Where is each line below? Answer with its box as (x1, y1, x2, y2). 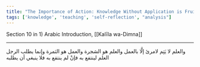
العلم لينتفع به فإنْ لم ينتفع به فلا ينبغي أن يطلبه (6, 54, 109, 61)
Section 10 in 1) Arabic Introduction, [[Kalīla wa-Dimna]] (6, 30, 143, 37)
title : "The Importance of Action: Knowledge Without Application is (6, 8, 183, 15)
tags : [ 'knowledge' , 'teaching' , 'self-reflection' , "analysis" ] (6, 14, 171, 20)
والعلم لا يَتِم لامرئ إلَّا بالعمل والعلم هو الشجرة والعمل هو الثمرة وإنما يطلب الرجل (6, 47, 186, 55)
